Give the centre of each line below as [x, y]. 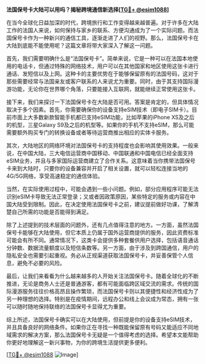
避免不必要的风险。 [41, 263]
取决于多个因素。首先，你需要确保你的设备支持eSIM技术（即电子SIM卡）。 [99, 110]
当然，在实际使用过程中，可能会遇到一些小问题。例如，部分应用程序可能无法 [103, 189]
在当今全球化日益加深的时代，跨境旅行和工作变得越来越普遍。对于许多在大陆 [103, 23]
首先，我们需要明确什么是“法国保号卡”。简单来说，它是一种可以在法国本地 [100, 58]
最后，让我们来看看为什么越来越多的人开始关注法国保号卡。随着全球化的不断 [103, 276]
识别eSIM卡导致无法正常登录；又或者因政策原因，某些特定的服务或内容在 [98, 197]
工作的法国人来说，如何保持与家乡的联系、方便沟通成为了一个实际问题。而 [100, 30]
